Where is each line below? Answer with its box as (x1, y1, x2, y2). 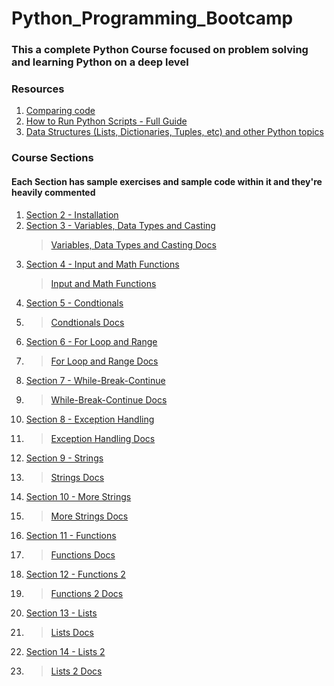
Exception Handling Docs (50, 432, 156, 444)
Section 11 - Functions (25, 529, 117, 541)
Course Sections (11, 151, 94, 165)
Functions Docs (50, 548, 116, 561)
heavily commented (11, 186, 96, 198)
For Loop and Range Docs (50, 355, 159, 367)
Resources (11, 82, 65, 96)
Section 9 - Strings (25, 452, 104, 464)
